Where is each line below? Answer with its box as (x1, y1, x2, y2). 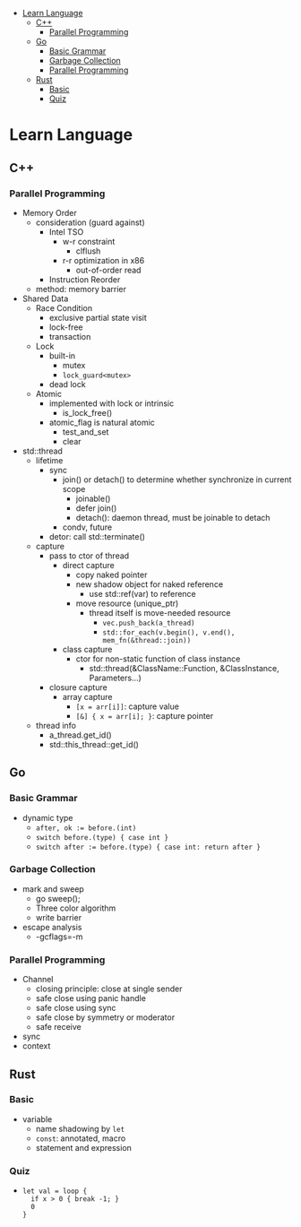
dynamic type (21, 812, 73, 823)
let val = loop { (21, 1187, 88, 1196)
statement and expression (35, 1142, 133, 1153)
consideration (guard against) (35, 217, 145, 228)
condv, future (62, 522, 113, 532)
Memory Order (21, 207, 78, 218)
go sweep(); (35, 893, 81, 903)
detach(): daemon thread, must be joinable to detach (75, 512, 271, 523)
